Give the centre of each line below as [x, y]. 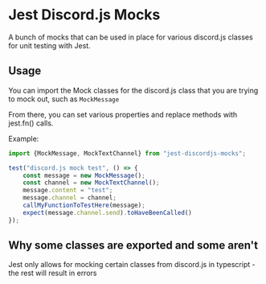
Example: [24, 138]
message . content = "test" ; [68, 191]
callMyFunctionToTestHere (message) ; [84, 205]
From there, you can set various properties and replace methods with [123, 114]
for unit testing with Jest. [49, 45]
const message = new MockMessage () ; [84, 175]
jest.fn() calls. [31, 123]
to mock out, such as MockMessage [64, 99]
